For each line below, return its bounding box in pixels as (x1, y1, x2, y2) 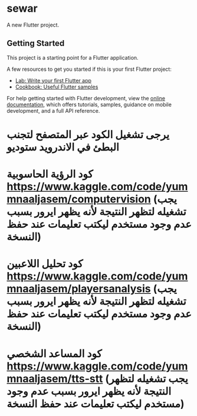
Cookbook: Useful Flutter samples (15, 83, 98, 90)
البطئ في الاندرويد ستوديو (6, 140, 120, 153)
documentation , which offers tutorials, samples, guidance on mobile (6, 101, 172, 108)
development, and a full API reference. (6, 107, 100, 114)
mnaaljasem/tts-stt (6, 372, 103, 385)
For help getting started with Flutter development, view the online (6, 94, 166, 101)
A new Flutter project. (6, 21, 60, 28)
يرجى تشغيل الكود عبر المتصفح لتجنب (6, 127, 170, 141)
